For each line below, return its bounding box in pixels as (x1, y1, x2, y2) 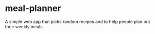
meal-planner (5, 3, 61, 14)
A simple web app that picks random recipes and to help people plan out (5, 19, 151, 24)
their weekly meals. (5, 23, 44, 29)
